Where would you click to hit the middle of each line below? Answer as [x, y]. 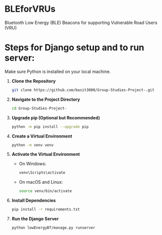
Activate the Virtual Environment [46, 154]
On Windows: [33, 164]
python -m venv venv [33, 145]
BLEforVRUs [30, 9]
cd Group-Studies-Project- [39, 108]
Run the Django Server [35, 219]
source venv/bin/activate [45, 191]
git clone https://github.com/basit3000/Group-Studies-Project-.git [83, 90]
